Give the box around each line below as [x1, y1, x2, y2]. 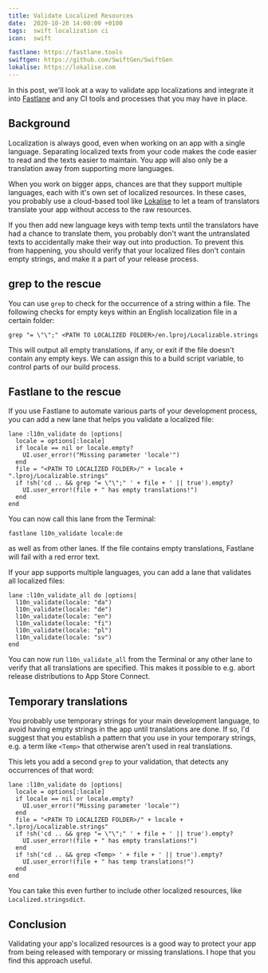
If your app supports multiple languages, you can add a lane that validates [8, 568, 252, 577]
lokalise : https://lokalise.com [8, 63, 116, 72]
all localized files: [8, 576, 65, 586]
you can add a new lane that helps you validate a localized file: [8, 415, 214, 425]
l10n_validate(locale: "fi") [15, 620, 112, 628]
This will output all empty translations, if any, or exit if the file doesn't [8, 345, 235, 354]
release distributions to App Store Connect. [8, 672, 151, 681]
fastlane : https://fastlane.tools [8, 49, 124, 57]
